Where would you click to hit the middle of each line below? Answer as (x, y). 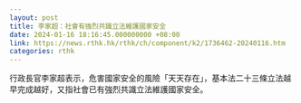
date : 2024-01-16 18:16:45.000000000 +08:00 (95, 34)
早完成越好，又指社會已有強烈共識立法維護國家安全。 (109, 89)
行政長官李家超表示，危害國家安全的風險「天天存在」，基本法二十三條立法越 (150, 79)
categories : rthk (42, 51)
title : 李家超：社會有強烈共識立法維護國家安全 (88, 26)
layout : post (34, 18)
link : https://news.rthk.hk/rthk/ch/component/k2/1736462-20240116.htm (147, 43)
